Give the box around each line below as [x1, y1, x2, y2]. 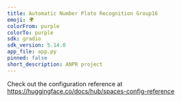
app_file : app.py [7, 49, 57, 55]
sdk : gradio [7, 36, 41, 42]
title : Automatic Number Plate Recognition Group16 [7, 10, 158, 17]
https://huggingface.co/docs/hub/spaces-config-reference [7, 87, 175, 95]
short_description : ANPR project [7, 61, 103, 68]
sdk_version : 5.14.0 [7, 42, 67, 49]
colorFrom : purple [7, 23, 60, 29]
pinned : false [7, 55, 48, 62]
